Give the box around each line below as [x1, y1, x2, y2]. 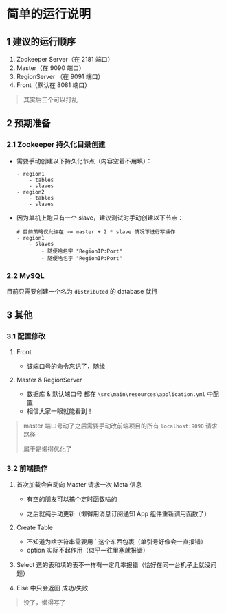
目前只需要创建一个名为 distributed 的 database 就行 [6, 287, 158, 295]
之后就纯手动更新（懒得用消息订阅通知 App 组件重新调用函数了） [26, 509, 211, 518]
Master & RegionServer [16, 375, 82, 384]
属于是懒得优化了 [23, 444, 72, 453]
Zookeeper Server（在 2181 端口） [16, 56, 114, 63]
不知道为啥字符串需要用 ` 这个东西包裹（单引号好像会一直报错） [26, 537, 207, 546]
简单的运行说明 [6, 6, 91, 22]
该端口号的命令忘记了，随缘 [26, 362, 106, 370]
